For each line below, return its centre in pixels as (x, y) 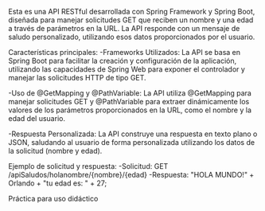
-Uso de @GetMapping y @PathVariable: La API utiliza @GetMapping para (130, 93)
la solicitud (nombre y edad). (55, 151)
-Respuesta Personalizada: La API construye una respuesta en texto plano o (133, 134)
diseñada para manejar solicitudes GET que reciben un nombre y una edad (131, 20)
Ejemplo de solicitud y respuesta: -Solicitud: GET (88, 166)
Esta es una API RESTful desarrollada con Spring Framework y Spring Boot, (132, 12)
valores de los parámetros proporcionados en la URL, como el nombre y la (130, 110)
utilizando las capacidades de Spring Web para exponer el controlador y (127, 69)
